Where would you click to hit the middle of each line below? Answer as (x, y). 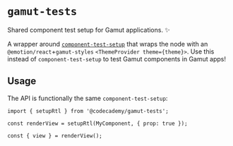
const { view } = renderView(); (55, 135)
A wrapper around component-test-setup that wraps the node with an (108, 44)
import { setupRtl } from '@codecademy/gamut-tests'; (88, 111)
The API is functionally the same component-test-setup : (88, 98)
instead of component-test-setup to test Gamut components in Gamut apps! (116, 59)
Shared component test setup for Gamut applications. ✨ (89, 30)
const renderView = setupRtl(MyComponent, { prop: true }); (98, 123)
